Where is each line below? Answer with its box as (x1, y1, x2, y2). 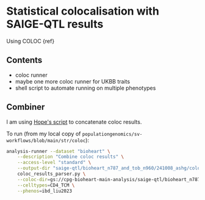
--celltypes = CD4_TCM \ (17, 182, 75, 188)
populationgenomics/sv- (82, 131, 143, 137)
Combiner (6, 102, 45, 112)
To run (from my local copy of (6, 130, 81, 137)
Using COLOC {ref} (6, 37, 55, 45)
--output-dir (17, 165, 51, 171)
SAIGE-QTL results (6, 17, 104, 31)
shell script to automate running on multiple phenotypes (15, 84, 156, 91)
